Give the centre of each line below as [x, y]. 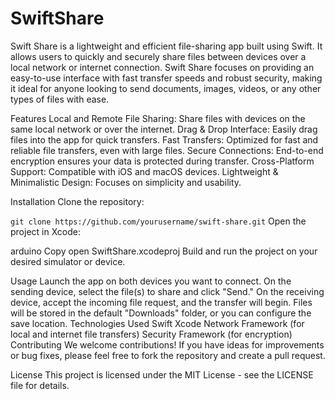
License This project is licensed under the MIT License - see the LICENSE [162, 374]
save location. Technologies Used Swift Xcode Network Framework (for [157, 323]
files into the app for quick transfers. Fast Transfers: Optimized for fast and [164, 139]
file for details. [40, 385]
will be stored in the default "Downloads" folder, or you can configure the [161, 313]
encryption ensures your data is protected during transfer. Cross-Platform [162, 161]
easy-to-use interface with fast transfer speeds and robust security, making [166, 78]
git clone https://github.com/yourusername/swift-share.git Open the [158, 221]
